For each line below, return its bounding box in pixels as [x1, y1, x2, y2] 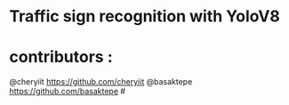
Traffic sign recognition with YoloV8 [9, 6, 280, 27]
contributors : [9, 47, 113, 68]
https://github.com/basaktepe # [9, 86, 126, 97]
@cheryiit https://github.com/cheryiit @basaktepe [9, 77, 193, 87]
